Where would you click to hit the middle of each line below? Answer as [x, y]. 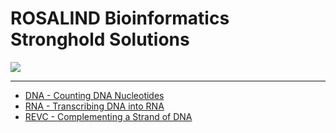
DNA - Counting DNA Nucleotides [94, 95]
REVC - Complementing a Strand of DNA [108, 116]
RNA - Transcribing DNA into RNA [94, 106]
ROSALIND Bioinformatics [120, 18]
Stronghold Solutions [100, 39]
